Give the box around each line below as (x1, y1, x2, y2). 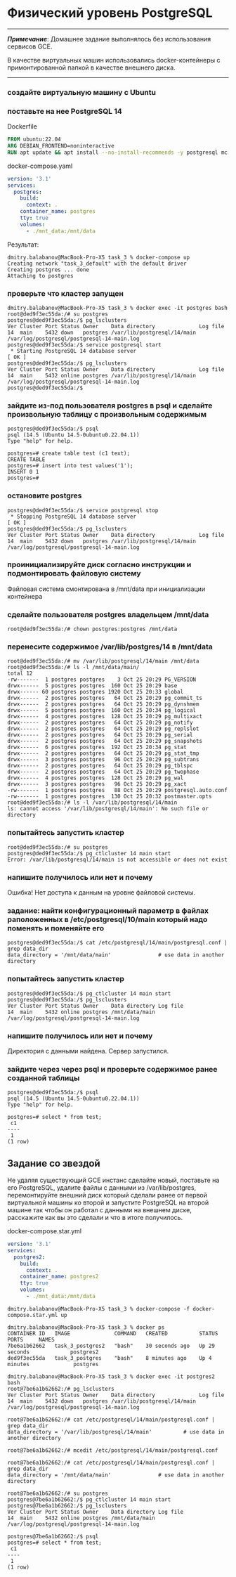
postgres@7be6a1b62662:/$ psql (7, 1533, 99, 1540)
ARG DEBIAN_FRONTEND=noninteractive (7, 143, 114, 150)
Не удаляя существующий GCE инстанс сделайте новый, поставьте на (7, 1176, 220, 1185)
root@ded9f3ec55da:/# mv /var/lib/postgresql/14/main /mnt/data (7, 658, 199, 665)
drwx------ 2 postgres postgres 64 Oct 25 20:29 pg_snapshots (7, 738, 202, 745)
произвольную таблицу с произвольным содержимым (7, 409, 207, 419)
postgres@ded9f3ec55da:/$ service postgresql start (7, 341, 162, 349)
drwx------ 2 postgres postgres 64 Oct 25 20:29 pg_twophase (7, 768, 199, 776)
